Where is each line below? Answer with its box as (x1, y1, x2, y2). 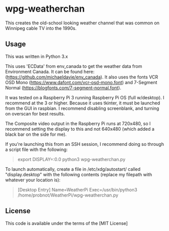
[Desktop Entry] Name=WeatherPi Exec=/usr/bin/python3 (17, 186, 138, 192)
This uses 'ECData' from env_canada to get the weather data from (5, 63, 142, 69)
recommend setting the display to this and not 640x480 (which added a (5, 126, 155, 132)
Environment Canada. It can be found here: (5, 68, 95, 74)
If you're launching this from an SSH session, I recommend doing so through (5, 141, 164, 147)
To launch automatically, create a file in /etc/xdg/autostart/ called (5, 166, 141, 172)
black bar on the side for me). (5, 131, 67, 137)
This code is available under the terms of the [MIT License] (5, 220, 128, 226)
